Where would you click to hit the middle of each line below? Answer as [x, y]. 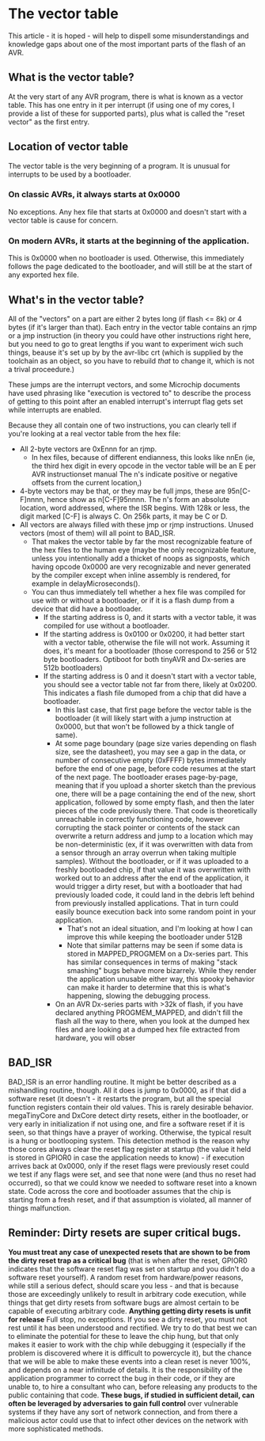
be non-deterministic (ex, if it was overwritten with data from [154, 844]
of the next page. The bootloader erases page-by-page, [146, 777]
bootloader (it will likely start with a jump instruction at [143, 718]
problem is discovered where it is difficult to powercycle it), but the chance [130, 1353]
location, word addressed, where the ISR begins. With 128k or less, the [135, 508]
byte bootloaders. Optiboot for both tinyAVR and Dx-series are [145, 659]
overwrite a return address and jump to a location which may [154, 835]
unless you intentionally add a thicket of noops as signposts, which [141, 558]
